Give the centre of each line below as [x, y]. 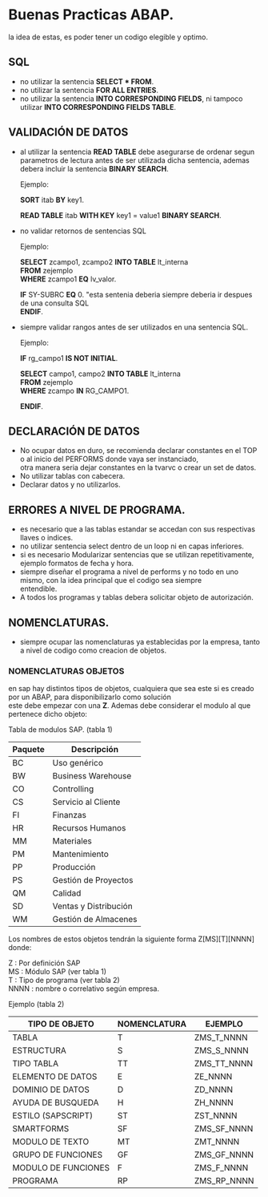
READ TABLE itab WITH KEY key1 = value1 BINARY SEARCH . [120, 215]
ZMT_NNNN [217, 1142]
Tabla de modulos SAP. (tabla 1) [61, 730]
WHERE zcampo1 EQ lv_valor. [68, 279]
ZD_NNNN [214, 1090]
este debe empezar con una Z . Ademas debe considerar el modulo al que [130, 706]
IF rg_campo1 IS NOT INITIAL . [69, 358]
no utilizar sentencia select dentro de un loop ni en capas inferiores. [132, 546]
